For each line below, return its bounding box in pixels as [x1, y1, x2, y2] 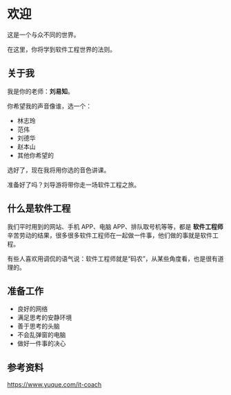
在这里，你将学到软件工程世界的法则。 [7, 45, 116, 53]
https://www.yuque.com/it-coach [7, 380, 102, 389]
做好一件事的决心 [17, 340, 66, 348]
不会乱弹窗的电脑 [17, 331, 66, 339]
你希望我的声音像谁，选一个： [7, 102, 92, 110]
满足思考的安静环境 [17, 313, 72, 322]
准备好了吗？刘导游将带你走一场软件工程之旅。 [7, 181, 140, 189]
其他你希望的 [17, 151, 54, 159]
